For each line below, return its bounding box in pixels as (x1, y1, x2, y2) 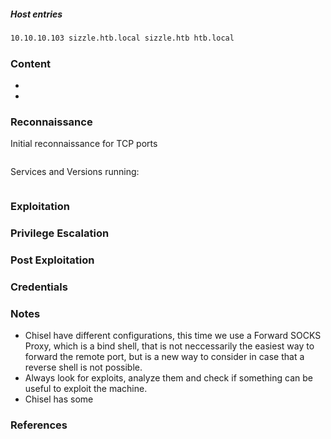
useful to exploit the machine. (24, 383, 148, 395)
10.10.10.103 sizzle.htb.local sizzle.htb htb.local (10, 33, 235, 43)
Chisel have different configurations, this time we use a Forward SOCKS (24, 330, 322, 342)
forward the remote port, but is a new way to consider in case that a (24, 351, 305, 363)
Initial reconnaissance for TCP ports (10, 138, 158, 150)
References (10, 418, 68, 432)
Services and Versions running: (10, 166, 140, 178)
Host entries (10, 8, 63, 20)
